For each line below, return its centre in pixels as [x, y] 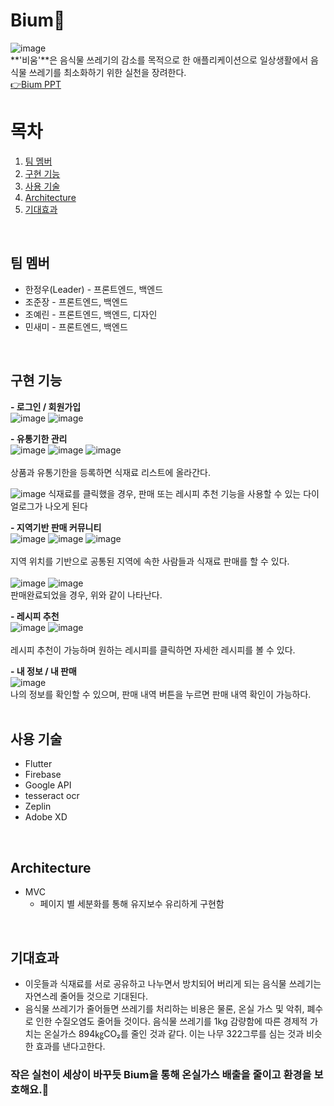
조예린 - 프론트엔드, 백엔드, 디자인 [91, 314]
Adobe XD [46, 817]
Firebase [43, 775]
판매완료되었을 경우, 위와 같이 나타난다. [86, 595]
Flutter [38, 764]
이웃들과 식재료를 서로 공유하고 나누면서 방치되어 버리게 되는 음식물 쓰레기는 [173, 983]
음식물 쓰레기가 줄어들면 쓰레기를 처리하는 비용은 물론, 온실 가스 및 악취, [164, 1008]
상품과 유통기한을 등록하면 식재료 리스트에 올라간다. [110, 472]
